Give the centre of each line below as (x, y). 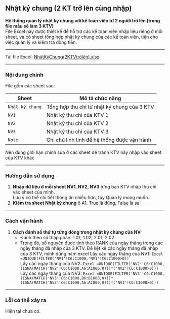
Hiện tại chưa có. (23, 311)
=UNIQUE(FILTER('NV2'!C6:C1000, (131, 264)
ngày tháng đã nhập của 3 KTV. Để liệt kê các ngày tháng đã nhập (89, 248)
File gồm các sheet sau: (30, 86)
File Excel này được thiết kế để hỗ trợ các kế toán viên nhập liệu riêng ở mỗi (84, 31)
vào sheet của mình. (34, 192)
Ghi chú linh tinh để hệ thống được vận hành (99, 140)
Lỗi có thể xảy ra (26, 300)
